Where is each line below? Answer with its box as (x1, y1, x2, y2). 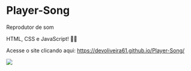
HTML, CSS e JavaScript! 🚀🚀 (6, 35, 77, 42)
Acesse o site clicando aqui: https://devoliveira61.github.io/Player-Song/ (6, 46, 185, 54)
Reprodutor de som (6, 23, 54, 31)
